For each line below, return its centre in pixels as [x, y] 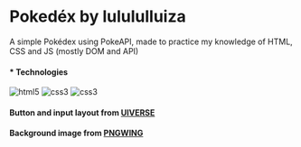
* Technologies [39, 72]
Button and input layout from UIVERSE [82, 112]
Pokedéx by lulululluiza [98, 17]
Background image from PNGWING [76, 133]
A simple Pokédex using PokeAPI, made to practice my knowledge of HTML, [151, 41]
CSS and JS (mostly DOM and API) [74, 51]
